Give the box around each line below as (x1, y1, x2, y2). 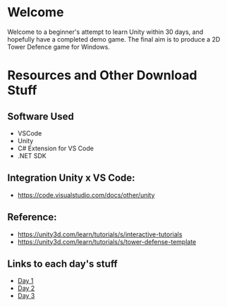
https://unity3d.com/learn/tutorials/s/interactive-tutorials (17, 230, 183, 239)
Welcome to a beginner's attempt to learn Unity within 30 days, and (7, 28, 204, 36)
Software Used (7, 110, 74, 122)
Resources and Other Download (7, 68, 197, 83)
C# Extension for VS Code (17, 144, 94, 152)
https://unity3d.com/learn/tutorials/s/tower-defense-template (17, 237, 197, 246)
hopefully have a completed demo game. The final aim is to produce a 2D (7, 35, 221, 43)
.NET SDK (17, 151, 47, 159)
